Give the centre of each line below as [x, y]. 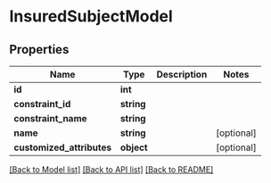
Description [182, 75]
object [134, 147]
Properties [39, 50]
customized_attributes [63, 147]
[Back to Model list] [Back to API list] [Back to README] [111, 170]
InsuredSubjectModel [91, 17]
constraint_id [42, 104]
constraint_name [50, 118]
